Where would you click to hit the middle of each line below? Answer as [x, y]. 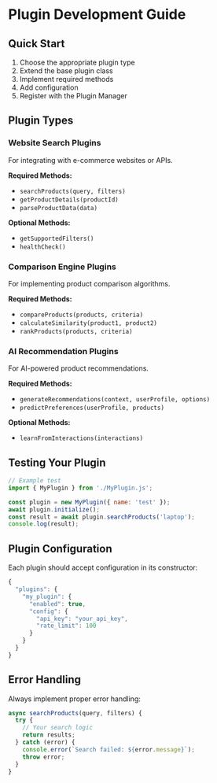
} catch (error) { [46, 742]
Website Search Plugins [55, 143]
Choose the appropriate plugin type [77, 62]
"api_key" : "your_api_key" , [82, 619]
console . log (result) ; [44, 524]
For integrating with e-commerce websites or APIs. [90, 160]
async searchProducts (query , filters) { [75, 713]
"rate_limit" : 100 [66, 626]
